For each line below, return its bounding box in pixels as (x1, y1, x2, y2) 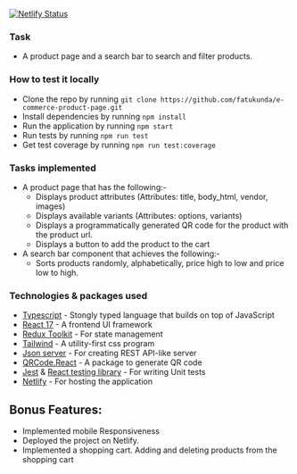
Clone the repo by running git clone (21, 94, 158, 104)
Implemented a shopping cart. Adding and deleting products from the (21, 445, 278, 455)
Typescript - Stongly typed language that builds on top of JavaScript (21, 310, 275, 320)
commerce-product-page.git (21, 103, 123, 112)
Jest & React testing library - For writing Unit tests (21, 367, 206, 378)
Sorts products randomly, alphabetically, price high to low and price (35, 257, 285, 268)
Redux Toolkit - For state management (21, 328, 163, 339)
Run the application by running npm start (21, 121, 174, 131)
